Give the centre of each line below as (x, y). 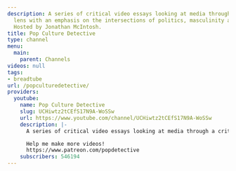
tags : (15, 72)
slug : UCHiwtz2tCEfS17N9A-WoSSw (67, 111)
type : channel (28, 40)
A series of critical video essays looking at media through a (120, 131)
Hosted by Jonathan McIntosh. (58, 27)
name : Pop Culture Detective (63, 105)
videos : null (26, 66)
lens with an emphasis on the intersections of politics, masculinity (119, 20)
